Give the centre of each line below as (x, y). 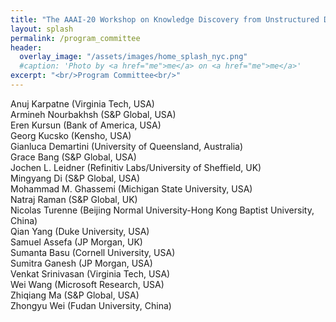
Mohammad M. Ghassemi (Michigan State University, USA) (131, 188)
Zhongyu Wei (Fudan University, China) (91, 305)
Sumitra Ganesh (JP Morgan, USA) (81, 263)
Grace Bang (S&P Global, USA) (73, 157)
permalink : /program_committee (75, 38)
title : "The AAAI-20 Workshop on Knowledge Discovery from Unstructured (165, 19)
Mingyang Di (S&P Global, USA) (75, 178)
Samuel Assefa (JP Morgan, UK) (76, 242)
